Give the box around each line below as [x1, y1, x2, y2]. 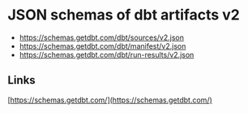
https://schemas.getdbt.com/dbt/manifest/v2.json [19, 41, 186, 50]
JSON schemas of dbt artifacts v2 [7, 6, 240, 24]
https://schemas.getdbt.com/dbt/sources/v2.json [19, 33, 184, 42]
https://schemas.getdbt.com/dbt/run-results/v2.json [19, 50, 195, 59]
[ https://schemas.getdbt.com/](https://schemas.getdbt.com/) [7, 95, 212, 105]
